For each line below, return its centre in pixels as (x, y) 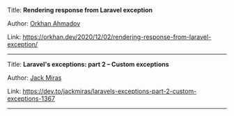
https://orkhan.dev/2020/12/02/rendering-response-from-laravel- (117, 37)
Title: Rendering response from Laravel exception (80, 10)
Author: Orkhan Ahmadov (44, 23)
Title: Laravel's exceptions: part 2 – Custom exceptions (88, 64)
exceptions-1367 (31, 99)
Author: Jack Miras (34, 78)
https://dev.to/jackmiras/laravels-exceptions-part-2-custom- (110, 91)
